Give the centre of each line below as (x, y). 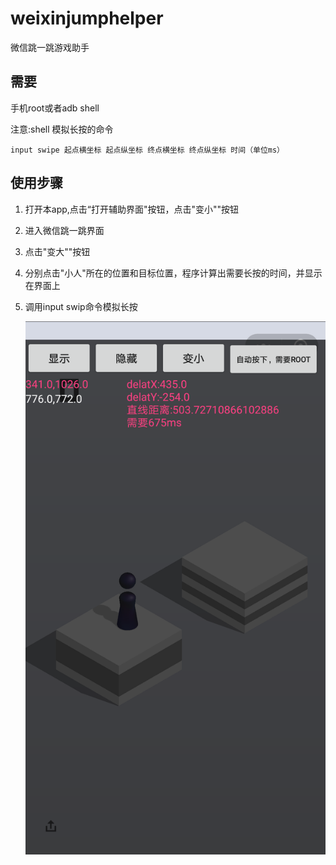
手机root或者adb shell (55, 108)
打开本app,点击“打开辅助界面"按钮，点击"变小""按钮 (132, 209)
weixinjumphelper (87, 18)
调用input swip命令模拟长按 (81, 306)
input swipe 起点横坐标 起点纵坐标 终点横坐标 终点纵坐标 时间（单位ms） (147, 150)
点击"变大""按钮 (57, 251)
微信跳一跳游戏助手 (50, 47)
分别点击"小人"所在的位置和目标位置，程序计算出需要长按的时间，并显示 (173, 273)
